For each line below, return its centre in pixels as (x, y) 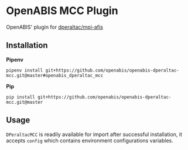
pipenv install (25, 70)
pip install (20, 97)
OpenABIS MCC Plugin (62, 11)
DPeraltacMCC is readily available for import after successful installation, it (94, 134)
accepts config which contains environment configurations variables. (90, 140)
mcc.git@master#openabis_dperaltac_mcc (55, 75)
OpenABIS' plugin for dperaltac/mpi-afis (55, 27)
